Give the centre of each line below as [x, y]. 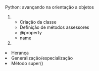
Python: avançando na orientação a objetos [49, 7]
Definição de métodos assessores [54, 27]
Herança [20, 53]
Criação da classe [38, 22]
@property [31, 33]
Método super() [27, 63]
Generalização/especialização [42, 58]
